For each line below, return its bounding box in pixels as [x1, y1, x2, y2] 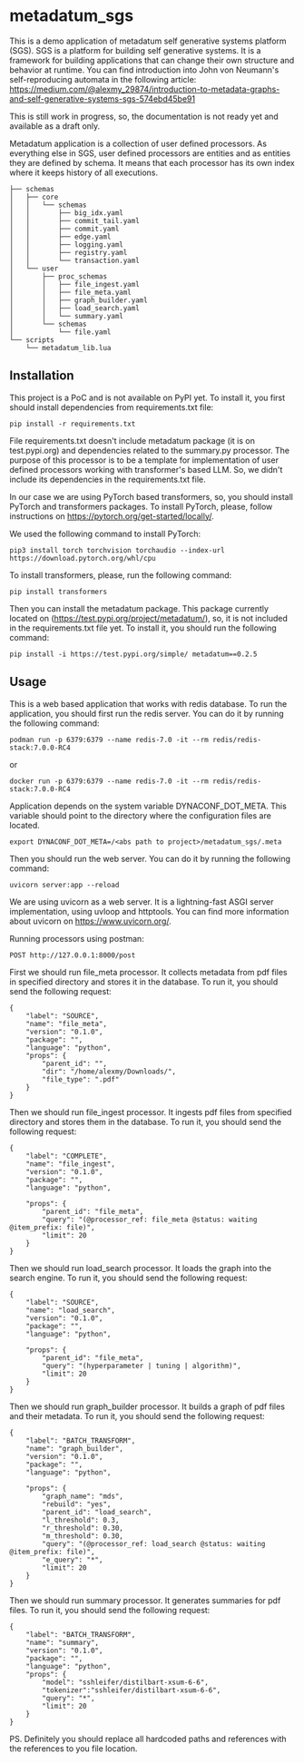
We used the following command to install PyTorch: [9, 528, 201, 539]
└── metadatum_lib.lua [25, 343, 112, 352]
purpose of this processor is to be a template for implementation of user [9, 455, 279, 465]
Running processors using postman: [9, 933, 145, 944]
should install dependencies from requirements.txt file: [9, 401, 214, 413]
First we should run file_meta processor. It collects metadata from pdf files [9, 966, 288, 977]
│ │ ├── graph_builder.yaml [9, 296, 148, 305]
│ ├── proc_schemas [9, 271, 107, 281]
